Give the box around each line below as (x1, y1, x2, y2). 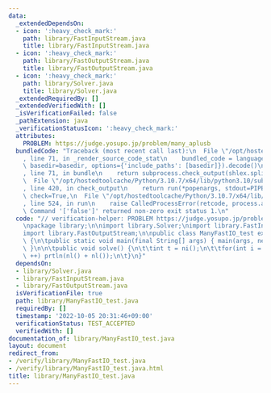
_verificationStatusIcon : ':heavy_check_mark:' (15, 124, 179, 132)
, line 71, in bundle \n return (23, 169, 139, 178)
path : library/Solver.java (23, 79, 114, 87)
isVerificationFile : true (15, 290, 103, 298)
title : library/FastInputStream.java (23, 42, 150, 50)
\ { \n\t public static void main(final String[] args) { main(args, (23, 237, 254, 245)
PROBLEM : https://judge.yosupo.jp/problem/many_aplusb (23, 139, 211, 148)
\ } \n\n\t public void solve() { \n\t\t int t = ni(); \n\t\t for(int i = (23, 245, 262, 253)
